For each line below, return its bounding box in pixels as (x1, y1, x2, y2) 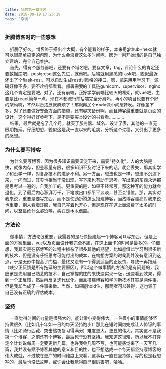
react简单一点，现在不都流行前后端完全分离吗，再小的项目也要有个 (18, 95, 154, 102)
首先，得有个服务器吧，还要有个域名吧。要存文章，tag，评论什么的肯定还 (9, 64, 160, 70)
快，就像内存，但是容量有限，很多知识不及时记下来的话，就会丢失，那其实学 (5, 164, 161, 170)
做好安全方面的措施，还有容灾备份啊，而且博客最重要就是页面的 (31, 107, 161, 114)
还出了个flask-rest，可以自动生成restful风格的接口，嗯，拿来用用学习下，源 (5, 77, 159, 83)
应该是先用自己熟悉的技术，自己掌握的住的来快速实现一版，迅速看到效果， (5, 271, 157, 277)
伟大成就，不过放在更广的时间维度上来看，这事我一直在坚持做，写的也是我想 (5, 352, 161, 358)
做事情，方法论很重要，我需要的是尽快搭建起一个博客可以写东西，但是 (9, 234, 153, 240)
